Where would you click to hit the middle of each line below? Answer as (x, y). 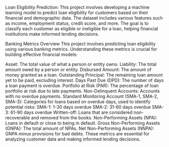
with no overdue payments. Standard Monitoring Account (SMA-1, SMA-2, (82, 96)
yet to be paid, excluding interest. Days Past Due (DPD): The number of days (84, 80)
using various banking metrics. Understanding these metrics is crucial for (81, 49)
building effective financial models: (41, 54)
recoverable (18, 118)
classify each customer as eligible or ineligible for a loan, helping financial (82, 29)
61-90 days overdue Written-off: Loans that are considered (71, 112)
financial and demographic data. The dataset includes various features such (84, 18)
